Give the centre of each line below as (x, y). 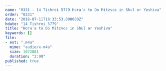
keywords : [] (19, 33)
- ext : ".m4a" (20, 42)
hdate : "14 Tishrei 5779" (32, 24)
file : (11, 38)
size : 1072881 (24, 51)
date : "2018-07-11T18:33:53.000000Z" (44, 19)
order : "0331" (20, 14)
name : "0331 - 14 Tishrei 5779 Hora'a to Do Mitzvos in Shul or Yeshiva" (83, 10)
